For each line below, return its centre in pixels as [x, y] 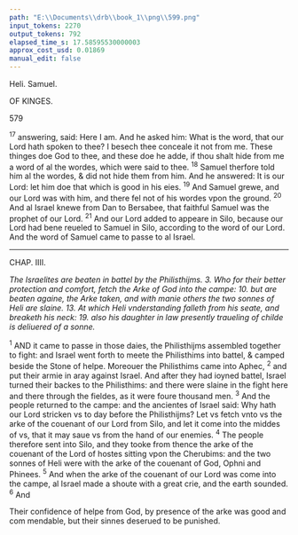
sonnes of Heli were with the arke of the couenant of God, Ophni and [135, 463]
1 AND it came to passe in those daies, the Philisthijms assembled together [145, 345]
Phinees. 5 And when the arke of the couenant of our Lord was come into [143, 473]
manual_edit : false [45, 59]
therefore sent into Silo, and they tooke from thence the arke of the [131, 444]
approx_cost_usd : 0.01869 [57, 51]
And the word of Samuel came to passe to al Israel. [102, 237]
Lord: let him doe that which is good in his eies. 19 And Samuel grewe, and [144, 186]
